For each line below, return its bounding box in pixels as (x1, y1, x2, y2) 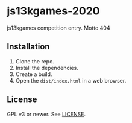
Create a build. (15, 71, 52, 78)
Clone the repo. (15, 57, 55, 65)
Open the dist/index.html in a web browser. (15, 77, 127, 84)
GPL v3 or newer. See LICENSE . (7, 110, 86, 118)
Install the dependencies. (15, 64, 79, 71)
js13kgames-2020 (7, 4, 100, 18)
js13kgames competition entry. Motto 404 (7, 24, 110, 31)
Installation (7, 42, 50, 52)
